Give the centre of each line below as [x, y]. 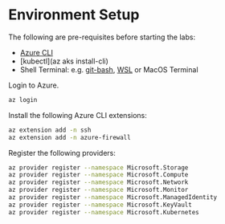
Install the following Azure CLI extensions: [78, 115]
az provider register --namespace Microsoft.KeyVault [100, 205]
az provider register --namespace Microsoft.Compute [98, 175]
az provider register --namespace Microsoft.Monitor [98, 190]
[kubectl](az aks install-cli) [64, 61]
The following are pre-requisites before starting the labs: [102, 37]
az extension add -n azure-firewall [70, 137]
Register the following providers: [62, 153]
